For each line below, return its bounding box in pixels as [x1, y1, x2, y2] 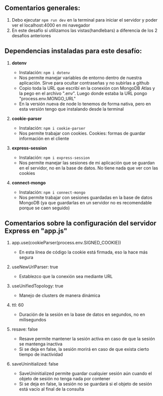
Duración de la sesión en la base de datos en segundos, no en [19, 311, 145, 317]
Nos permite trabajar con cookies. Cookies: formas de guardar [19, 130, 146, 136]
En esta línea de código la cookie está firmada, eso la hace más [19, 249, 148, 255]
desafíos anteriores [11, 32, 51, 38]
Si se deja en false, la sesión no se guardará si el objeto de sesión [19, 381, 153, 387]
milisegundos [19, 317, 47, 323]
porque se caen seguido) [19, 205, 70, 211]
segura [19, 255, 34, 260]
